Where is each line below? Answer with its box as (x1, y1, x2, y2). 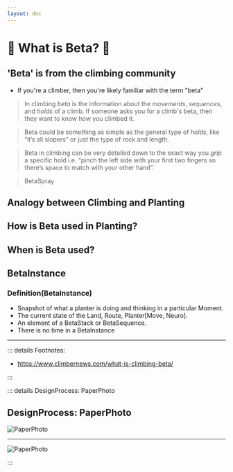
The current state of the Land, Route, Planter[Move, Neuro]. (17, 312, 188, 320)
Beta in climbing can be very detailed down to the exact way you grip (24, 149, 222, 157)
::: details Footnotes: (7, 346, 66, 355)
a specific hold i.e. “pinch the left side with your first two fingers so (24, 155, 216, 164)
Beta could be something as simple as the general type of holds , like (24, 128, 220, 136)
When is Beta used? (7, 244, 95, 255)
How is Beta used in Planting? (7, 220, 138, 233)
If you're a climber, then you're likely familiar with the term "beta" (17, 86, 204, 94)
